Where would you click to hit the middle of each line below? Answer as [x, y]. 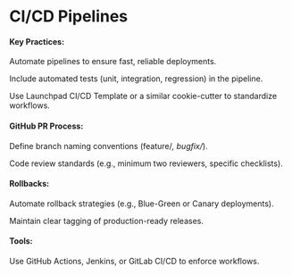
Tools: [21, 241]
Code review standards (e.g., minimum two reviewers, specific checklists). [146, 163]
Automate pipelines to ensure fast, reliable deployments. [113, 62]
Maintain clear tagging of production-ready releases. [106, 221]
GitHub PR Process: [46, 126]
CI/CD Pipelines [69, 17]
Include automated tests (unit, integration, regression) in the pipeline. [136, 79]
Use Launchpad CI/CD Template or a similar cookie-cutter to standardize [143, 96]
